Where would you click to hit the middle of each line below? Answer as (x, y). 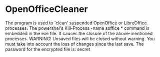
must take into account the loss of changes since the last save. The (74, 44)
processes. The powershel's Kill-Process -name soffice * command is (77, 28)
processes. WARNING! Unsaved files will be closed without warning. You (80, 39)
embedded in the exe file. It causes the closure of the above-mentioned (79, 33)
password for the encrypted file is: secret (48, 49)
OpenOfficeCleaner (47, 9)
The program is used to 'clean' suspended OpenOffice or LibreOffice (76, 23)
